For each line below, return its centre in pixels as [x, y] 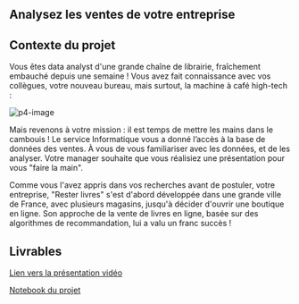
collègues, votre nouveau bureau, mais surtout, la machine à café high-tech [149, 86]
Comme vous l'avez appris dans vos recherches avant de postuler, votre [142, 185]
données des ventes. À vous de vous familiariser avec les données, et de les [150, 149]
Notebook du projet [45, 291]
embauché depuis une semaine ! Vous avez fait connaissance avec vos [140, 76]
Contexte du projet [62, 45]
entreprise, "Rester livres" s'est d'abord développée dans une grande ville [145, 195]
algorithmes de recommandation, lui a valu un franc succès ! [120, 224]
